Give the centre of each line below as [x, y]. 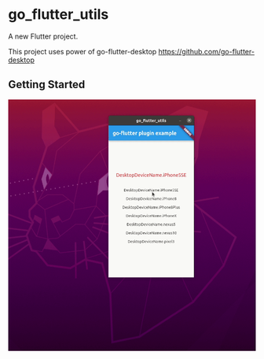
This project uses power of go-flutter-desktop [82, 51]
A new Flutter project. [43, 36]
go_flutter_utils [59, 15]
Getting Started [47, 85]
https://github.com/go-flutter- [207, 51]
